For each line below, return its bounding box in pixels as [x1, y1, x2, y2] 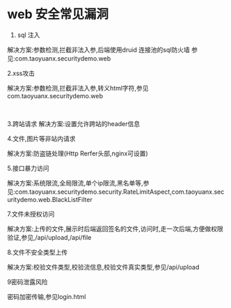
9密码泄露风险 [7, 277, 48, 286]
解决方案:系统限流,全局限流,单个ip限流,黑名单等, [7, 178, 144, 187]
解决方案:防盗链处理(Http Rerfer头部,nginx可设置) [7, 149, 148, 157]
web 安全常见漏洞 [7, 6, 109, 22]
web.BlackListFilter [38, 195, 93, 203]
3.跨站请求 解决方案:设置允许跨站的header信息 [7, 119, 141, 128]
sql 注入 [17, 31, 40, 39]
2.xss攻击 [7, 69, 35, 77]
